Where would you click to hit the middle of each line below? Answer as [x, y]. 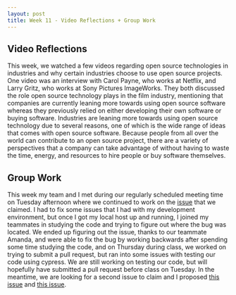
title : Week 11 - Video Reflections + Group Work [82, 20]
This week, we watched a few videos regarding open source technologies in [118, 66]
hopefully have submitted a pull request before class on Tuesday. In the [111, 270]
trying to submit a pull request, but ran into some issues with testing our [112, 255]
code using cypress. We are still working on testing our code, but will [107, 262]
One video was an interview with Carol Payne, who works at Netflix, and [112, 81]
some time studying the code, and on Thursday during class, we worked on [117, 247]
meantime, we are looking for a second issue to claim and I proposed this [113, 277]
